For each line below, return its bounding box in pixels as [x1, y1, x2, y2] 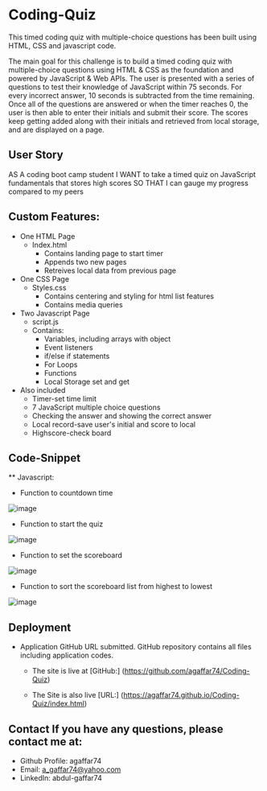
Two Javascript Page [19, 308, 90, 318]
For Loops [43, 360, 78, 369]
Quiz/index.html [31, 698, 85, 709]
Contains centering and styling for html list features [43, 291, 215, 301]
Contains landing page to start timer [43, 248, 163, 258]
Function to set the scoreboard [19, 550, 123, 560]
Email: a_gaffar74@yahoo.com [19, 764, 121, 774]
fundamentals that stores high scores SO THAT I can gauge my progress [8, 178, 249, 187]
